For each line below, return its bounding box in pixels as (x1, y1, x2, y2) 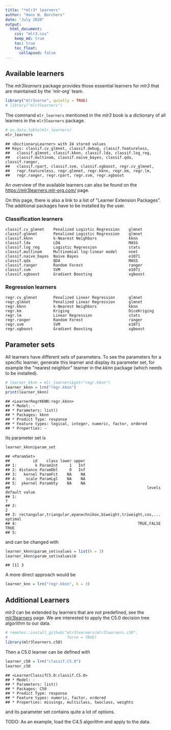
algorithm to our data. (5, 620, 51, 627)
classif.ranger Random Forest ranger (5, 263, 143, 268)
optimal (5, 516, 22, 522)
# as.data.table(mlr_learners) (5, 127, 72, 133)
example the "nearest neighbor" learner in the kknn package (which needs (5, 365, 162, 371)
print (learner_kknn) (5, 389, 50, 394)
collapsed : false (18, 50, 56, 55)
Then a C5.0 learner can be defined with (5, 649, 90, 655)
